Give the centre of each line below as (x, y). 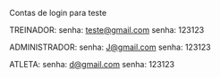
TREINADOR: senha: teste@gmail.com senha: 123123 (107, 30)
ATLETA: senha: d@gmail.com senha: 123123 (92, 64)
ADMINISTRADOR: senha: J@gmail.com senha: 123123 (110, 47)
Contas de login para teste (58, 13)
